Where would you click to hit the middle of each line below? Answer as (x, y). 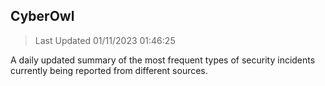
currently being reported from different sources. (109, 70)
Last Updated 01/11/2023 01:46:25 (105, 40)
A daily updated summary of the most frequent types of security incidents (163, 60)
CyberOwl (42, 16)
